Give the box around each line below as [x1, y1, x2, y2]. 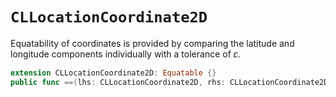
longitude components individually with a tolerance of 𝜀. [10, 48, 241, 60]
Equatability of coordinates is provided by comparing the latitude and [10, 37, 295, 49]
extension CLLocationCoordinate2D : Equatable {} [10, 68, 217, 78]
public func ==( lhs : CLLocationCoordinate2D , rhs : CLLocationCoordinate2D [10, 77, 329, 87]
